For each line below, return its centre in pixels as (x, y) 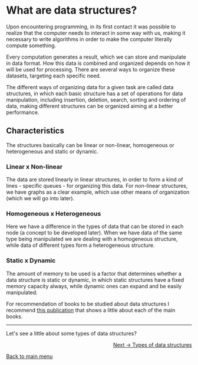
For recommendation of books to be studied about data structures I (88, 304)
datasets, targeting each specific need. (54, 76)
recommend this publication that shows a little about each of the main (91, 310)
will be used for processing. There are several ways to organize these (91, 69)
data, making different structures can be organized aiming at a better (90, 106)
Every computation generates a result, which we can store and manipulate (96, 57)
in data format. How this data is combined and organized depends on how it (98, 63)
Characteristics (35, 131)
